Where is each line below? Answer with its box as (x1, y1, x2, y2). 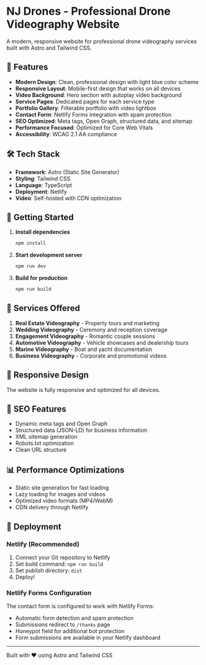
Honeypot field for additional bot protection (15, 628, 125, 635)
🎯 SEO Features (6, 404, 67, 415)
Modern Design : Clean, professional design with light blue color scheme (15, 78, 199, 85)
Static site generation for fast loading (15, 484, 109, 491)
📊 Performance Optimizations (6, 464, 124, 475)
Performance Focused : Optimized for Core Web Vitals (15, 124, 153, 131)
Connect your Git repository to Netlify (15, 553, 110, 561)
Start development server (15, 252, 83, 259)
